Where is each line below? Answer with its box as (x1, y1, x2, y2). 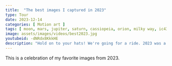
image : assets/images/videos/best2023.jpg (5, 31, 97, 36)
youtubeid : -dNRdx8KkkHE (5, 36, 58, 41)
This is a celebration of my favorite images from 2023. (5, 55, 120, 61)
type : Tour (5, 12, 29, 17)
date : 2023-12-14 (5, 17, 42, 22)
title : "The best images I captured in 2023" (5, 7, 106, 13)
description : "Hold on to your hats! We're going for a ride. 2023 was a (5, 41, 166, 46)
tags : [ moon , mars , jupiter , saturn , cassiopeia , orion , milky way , (5, 27, 157, 32)
